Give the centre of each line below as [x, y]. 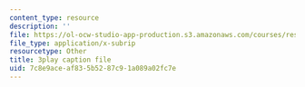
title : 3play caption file [60, 60]
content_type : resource [54, 18]
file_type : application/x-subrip [73, 43]
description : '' [40, 26]
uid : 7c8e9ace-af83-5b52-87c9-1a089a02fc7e [93, 69]
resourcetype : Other [49, 52]
